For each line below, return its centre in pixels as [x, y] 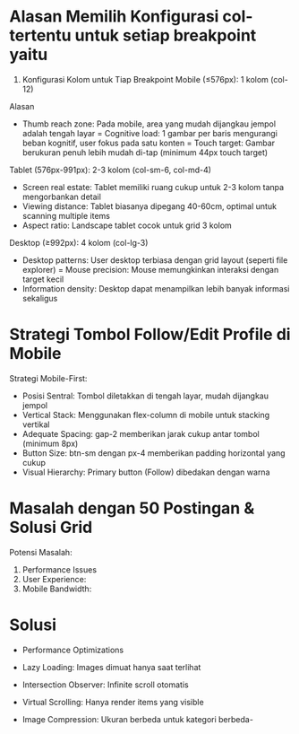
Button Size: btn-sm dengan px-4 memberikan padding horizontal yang [154, 453]
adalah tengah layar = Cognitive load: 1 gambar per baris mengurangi [149, 133]
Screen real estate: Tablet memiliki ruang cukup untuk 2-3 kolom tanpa [153, 187]
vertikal [36, 424]
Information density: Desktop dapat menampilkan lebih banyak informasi [156, 288]
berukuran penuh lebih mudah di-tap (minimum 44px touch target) [145, 152]
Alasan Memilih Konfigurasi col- [131, 17]
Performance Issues [59, 569]
